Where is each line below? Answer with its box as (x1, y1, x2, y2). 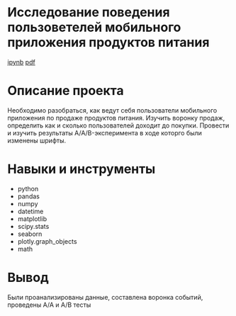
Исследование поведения (7, 4, 170, 21)
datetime (17, 207, 44, 215)
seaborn (17, 230, 43, 238)
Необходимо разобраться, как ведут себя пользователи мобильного (7, 106, 218, 114)
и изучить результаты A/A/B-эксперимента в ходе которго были (7, 128, 202, 137)
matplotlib (17, 214, 47, 223)
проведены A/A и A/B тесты (7, 300, 91, 309)
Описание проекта (7, 83, 124, 99)
